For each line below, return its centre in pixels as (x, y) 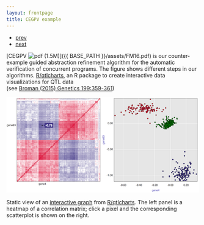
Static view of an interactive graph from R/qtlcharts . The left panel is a (95, 202)
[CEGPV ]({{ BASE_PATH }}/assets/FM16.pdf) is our (87, 55)
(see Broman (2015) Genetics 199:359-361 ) (60, 88)
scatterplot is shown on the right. (48, 215)
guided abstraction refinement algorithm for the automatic (102, 62)
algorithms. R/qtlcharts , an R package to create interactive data (86, 75)
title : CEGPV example (34, 19)
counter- (179, 55)
